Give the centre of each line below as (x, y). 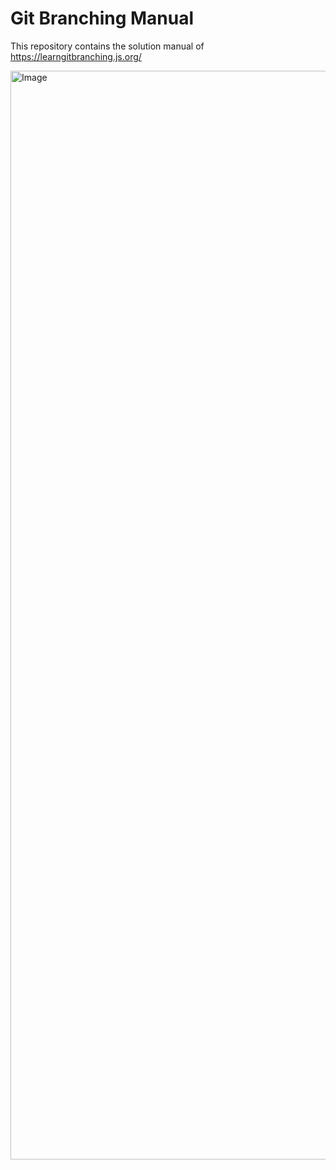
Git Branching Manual (102, 18)
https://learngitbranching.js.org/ (76, 56)
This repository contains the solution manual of (107, 46)
